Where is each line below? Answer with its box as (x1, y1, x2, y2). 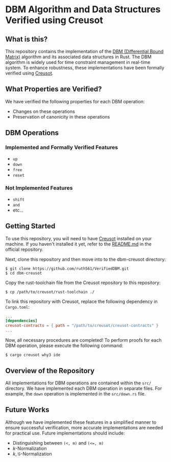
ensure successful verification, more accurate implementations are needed (5, 424, 163, 430)
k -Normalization (12, 445, 47, 451)
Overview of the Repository (5, 366, 95, 375)
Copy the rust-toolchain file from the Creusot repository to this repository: (5, 280, 161, 286)
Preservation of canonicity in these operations (12, 113, 110, 120)
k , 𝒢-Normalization (12, 451, 52, 457)
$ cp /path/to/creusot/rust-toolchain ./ (5, 289, 95, 294)
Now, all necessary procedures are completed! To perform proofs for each (5, 337, 162, 343)
